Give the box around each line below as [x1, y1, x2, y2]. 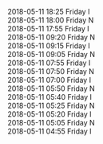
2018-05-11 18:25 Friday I [7, 7, 90, 16]
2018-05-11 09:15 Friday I [7, 41, 90, 51]
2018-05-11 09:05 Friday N [7, 50, 95, 59]
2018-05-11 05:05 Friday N [7, 118, 95, 127]
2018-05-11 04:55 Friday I [7, 126, 92, 136]
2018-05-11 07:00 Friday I [7, 76, 92, 84]
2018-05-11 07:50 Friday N [7, 67, 95, 76]
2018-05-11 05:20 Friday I [7, 109, 92, 119]
